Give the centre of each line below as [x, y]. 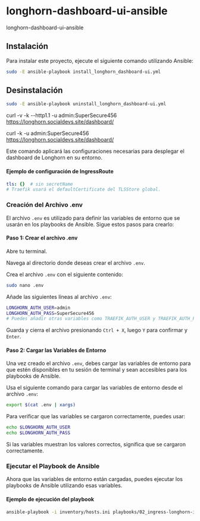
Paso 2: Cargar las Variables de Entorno [56, 350]
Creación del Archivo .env [45, 205]
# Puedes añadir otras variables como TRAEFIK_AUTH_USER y [81, 319]
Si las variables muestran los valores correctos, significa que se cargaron [96, 445]
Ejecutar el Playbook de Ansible [53, 466]
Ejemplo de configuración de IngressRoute [60, 171]
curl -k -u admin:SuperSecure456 [48, 133]
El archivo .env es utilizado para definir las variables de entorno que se [93, 218]
